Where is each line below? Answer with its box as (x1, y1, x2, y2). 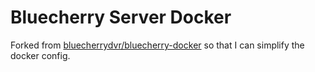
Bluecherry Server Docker (10, 6, 232, 29)
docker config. (10, 49, 71, 61)
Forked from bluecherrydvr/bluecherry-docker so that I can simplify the (10, 39, 305, 51)
